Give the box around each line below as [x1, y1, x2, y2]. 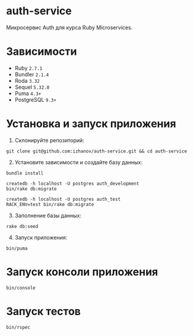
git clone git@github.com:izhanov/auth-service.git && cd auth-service [6, 148, 187, 154]
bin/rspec [6, 324, 31, 330]
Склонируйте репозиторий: [14, 136, 84, 144]
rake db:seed [6, 223, 39, 229]
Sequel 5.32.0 [14, 83, 50, 91]
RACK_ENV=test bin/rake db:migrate [6, 201, 94, 207]
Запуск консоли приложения [6, 265, 159, 278]
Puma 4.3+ [14, 89, 42, 97]
